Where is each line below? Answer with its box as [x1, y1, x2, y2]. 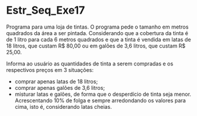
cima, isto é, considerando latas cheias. [14, 103, 112, 110]
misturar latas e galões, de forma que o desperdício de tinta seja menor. [14, 90, 192, 98]
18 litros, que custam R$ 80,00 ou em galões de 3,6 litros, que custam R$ [6, 42, 186, 49]
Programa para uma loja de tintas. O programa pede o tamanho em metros [6, 23, 189, 30]
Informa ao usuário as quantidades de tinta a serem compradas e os [6, 60, 174, 67]
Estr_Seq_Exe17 [6, 4, 85, 17]
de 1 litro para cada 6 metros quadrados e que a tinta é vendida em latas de [6, 36, 192, 43]
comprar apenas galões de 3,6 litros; [14, 84, 105, 91]
